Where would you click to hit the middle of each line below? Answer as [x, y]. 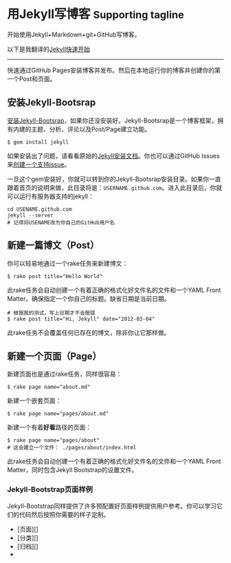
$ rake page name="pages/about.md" [58, 414]
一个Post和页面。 [32, 78]
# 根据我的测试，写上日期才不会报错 [51, 313]
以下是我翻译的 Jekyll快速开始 [49, 49]
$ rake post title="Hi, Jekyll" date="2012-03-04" [81, 319]
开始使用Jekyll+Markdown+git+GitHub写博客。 [74, 34]
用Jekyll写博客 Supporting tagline [96, 14]
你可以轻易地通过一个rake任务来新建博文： [68, 263]
